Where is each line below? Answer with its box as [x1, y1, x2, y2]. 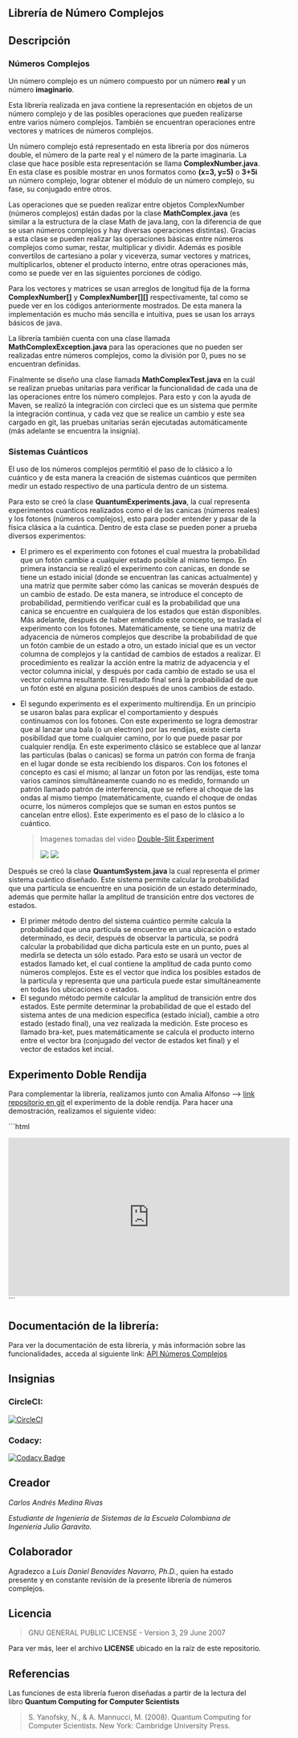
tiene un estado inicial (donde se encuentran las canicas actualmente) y [19, 573, 259, 582]
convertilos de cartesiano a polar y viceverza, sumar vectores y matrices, [8, 251, 251, 261]
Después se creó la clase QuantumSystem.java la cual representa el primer [8, 866, 260, 876]
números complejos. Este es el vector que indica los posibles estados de [19, 968, 261, 977]
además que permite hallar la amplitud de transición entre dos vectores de [8, 892, 255, 902]
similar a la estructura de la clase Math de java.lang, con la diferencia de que [8, 217, 262, 227]
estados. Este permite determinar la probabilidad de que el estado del [19, 1001, 251, 1012]
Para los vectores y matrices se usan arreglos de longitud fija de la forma [8, 284, 251, 294]
